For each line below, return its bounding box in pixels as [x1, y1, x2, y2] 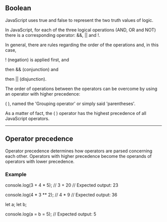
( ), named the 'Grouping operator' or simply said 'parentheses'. [5, 101, 136, 107]
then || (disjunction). [5, 76, 47, 82]
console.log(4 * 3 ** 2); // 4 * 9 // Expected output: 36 [5, 192, 118, 198]
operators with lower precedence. [5, 158, 75, 164]
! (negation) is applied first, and [5, 57, 70, 63]
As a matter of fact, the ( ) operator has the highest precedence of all [5, 110, 147, 116]
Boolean [5, 4, 31, 12]
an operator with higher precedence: [5, 91, 81, 97]
